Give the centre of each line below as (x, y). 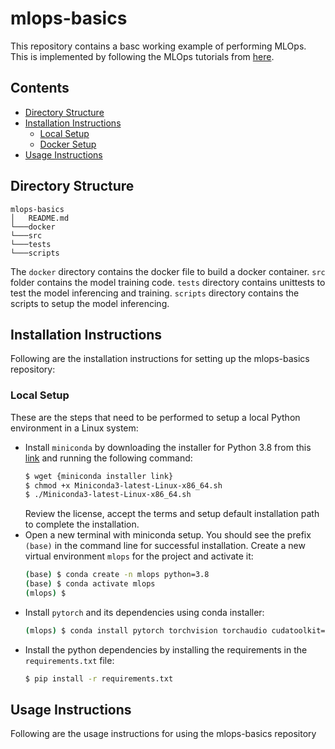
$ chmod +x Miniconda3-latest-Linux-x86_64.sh (123, 485)
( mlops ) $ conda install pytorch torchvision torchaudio (146, 630)
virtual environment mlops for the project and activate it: (139, 556)
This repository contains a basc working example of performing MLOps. (158, 46)
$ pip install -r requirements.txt (99, 678)
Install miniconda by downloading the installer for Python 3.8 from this (168, 447)
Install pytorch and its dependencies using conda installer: (144, 612)
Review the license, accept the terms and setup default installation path (172, 514)
